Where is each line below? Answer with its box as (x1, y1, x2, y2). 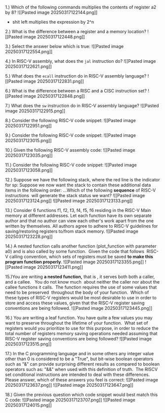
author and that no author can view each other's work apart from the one (5, 218, 154, 224)
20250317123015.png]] (5, 138, 52, 143)
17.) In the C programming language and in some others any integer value (5, 351, 154, 356)
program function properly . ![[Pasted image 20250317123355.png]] (5, 259, 144, 265)
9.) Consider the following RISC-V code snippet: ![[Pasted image (5, 132, 136, 138)
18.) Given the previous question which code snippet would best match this (5, 392, 158, 397)
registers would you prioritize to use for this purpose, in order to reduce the (5, 326, 159, 331)
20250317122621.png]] (5, 64, 52, 69)
